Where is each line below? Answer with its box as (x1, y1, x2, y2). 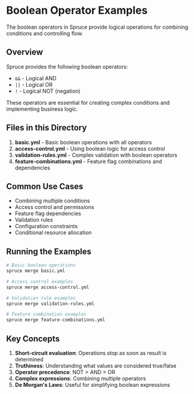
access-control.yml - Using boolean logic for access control (14, 145, 165, 152)
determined (14, 356, 44, 363)
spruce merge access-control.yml (6, 284, 90, 290)
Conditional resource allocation (14, 229, 92, 237)
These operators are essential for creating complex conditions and (6, 99, 170, 106)
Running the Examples (6, 246, 91, 256)
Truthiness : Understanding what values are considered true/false (14, 362, 177, 369)
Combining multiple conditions (14, 197, 90, 204)
